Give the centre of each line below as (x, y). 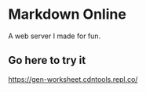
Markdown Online (68, 14)
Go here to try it (47, 60)
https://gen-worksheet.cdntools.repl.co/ (73, 79)
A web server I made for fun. (55, 36)
